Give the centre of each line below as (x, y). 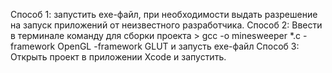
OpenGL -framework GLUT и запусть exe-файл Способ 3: (178, 46)
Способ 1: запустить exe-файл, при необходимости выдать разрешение (164, 14)
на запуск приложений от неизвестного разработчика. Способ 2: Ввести (166, 25)
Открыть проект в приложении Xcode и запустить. (118, 57)
